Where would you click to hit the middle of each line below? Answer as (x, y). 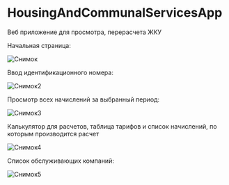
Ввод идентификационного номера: (60, 72)
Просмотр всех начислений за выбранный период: (84, 99)
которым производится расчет (53, 134)
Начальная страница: (39, 45)
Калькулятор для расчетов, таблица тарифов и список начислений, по (112, 126)
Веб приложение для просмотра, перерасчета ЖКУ (85, 32)
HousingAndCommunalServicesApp (115, 13)
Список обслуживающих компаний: (61, 161)
